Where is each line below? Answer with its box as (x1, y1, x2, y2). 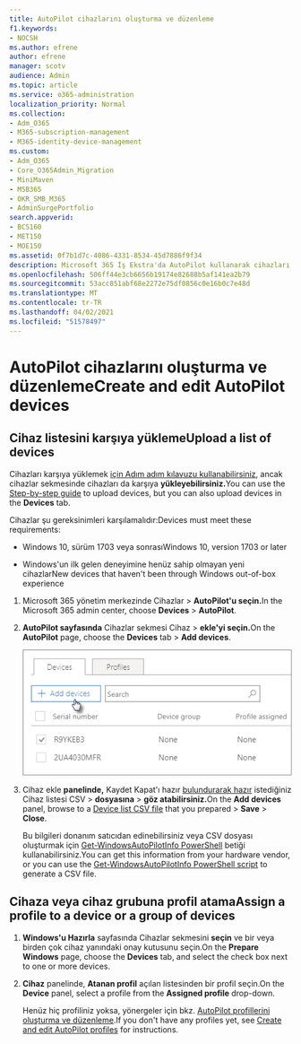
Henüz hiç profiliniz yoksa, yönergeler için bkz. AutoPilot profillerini (21, 1005, 271, 1015)
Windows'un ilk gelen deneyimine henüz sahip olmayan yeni (21, 559, 245, 570)
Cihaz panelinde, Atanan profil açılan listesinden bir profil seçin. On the (21, 978, 285, 988)
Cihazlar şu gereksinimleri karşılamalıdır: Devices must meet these (9, 514, 253, 525)
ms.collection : (9, 109, 66, 118)
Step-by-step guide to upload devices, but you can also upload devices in (9, 487, 282, 498)
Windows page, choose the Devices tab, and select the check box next (21, 951, 288, 961)
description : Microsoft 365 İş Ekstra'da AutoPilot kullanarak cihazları (9, 260, 291, 269)
